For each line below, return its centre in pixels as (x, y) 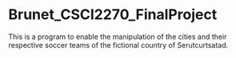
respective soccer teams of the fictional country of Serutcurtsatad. (118, 44)
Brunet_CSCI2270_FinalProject (113, 15)
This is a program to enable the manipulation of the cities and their (118, 37)
